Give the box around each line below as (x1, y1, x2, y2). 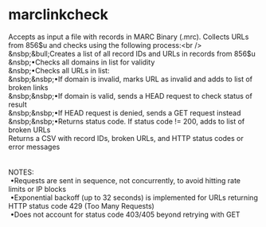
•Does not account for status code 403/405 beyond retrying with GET (10, 209, 241, 219)
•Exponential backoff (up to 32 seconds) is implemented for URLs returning (10, 193, 259, 202)
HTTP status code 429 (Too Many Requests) (8, 201, 155, 210)
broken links (8, 82, 49, 92)
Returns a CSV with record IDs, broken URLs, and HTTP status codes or (8, 133, 244, 143)
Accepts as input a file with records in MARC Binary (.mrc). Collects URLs (8, 32, 249, 41)
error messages (8, 142, 61, 151)
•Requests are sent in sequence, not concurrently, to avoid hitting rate (10, 175, 241, 185)
